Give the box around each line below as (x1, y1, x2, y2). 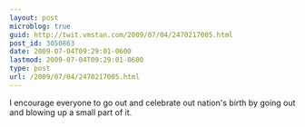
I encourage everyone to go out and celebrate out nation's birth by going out (9, 97, 296, 108)
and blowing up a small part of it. (9, 106, 133, 118)
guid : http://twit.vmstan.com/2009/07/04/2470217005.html (9, 30, 233, 39)
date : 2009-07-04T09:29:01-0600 (9, 47, 132, 56)
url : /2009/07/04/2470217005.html (9, 73, 141, 82)
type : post (9, 64, 51, 73)
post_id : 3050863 (9, 38, 75, 48)
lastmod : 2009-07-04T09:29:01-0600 (9, 55, 144, 64)
